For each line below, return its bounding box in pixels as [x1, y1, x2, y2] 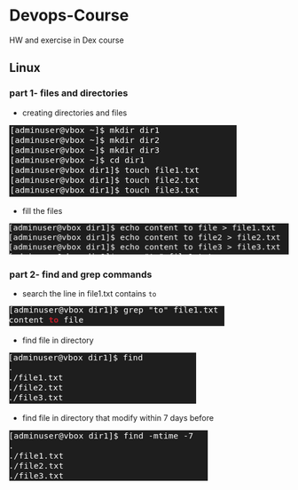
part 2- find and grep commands [9, 268, 153, 281]
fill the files [21, 205, 63, 216]
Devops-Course [9, 5, 129, 26]
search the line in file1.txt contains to [21, 288, 157, 299]
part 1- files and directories [9, 87, 129, 99]
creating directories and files [21, 107, 128, 118]
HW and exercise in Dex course [9, 35, 124, 45]
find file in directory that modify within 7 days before [21, 413, 215, 423]
